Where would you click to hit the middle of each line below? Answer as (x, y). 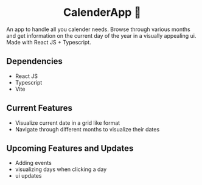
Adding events (33, 163)
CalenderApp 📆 (102, 12)
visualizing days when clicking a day (61, 169)
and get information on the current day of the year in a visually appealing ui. (101, 35)
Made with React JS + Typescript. (49, 42)
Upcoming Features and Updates (70, 148)
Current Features (40, 108)
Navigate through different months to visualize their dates (87, 129)
